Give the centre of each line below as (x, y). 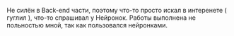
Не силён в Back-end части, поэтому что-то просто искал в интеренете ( (117, 10)
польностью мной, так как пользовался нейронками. (87, 25)
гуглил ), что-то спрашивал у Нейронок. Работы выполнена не (101, 18)
